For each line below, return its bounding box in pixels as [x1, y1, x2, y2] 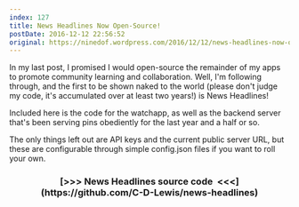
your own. [9, 153, 46, 164]
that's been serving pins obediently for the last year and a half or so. [9, 117, 260, 128]
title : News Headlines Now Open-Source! [9, 21, 162, 30]
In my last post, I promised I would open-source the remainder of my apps [9, 62, 281, 73]
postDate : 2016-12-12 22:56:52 [9, 29, 125, 38]
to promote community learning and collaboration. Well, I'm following [9, 72, 263, 83]
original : [9, 37, 46, 47]
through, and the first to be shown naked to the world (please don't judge [9, 81, 279, 92]
